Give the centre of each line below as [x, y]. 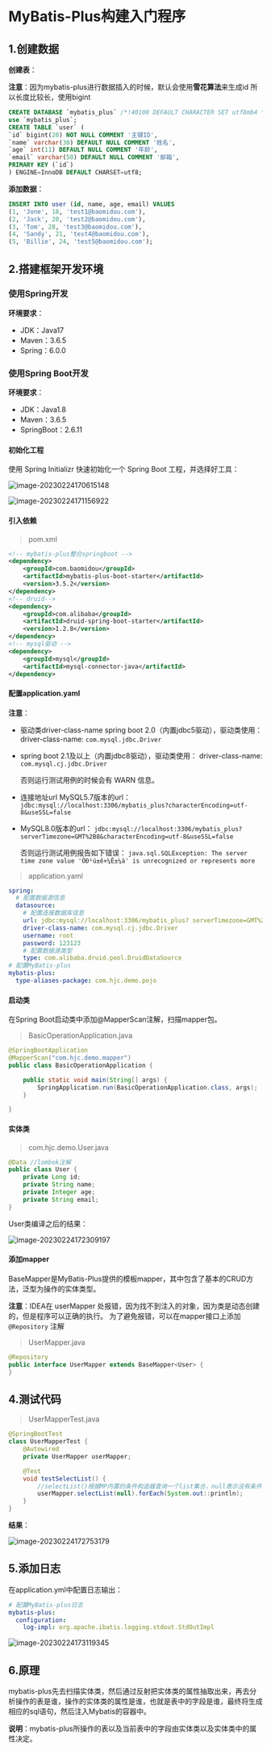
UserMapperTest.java [64, 1419]
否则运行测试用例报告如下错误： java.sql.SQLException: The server [133, 852]
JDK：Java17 [42, 330]
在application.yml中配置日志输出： [65, 1589]
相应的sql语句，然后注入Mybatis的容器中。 [79, 1711]
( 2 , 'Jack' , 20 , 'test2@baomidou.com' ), [77, 219]
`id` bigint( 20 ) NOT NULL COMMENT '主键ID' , [83, 135]
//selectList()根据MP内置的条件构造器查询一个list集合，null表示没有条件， [153, 1486]
